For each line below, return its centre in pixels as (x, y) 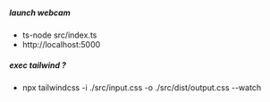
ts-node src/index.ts (59, 35)
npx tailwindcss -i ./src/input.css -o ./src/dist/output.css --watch (142, 87)
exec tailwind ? (38, 65)
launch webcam (40, 13)
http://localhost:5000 (61, 44)
